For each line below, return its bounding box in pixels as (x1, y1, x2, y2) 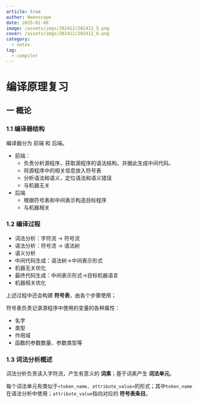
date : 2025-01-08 (6, 20, 49, 25)
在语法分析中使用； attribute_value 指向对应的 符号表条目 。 (6, 390, 151, 397)
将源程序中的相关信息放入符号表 (23, 167, 102, 174)
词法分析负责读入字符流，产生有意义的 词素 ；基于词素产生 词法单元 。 (6, 370, 175, 377)
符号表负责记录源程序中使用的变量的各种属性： (6, 304, 120, 311)
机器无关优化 (14, 264, 46, 271)
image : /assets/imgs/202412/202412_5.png (6, 25, 110, 31)
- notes (11, 42, 31, 48)
